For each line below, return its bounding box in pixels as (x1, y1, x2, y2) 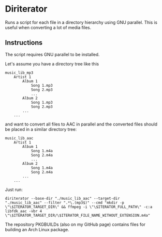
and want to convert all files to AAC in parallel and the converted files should (5, 121, 158, 127)
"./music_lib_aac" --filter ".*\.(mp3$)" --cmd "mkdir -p (5, 200, 124, 205)
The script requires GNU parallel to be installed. (5, 51, 100, 57)
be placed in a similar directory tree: (5, 126, 77, 132)
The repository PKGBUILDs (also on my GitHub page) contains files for (5, 221, 146, 227)
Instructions (5, 39, 43, 47)
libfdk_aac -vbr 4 (5, 208, 42, 214)
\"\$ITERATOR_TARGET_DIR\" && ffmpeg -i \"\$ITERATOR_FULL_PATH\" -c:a (5, 205, 152, 209)
